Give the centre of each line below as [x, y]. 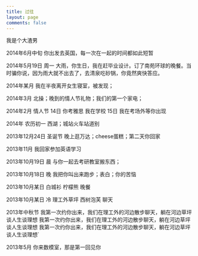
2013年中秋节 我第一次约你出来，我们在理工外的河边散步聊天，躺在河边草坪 [99, 213]
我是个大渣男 [22, 40]
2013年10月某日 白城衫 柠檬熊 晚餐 [49, 187]
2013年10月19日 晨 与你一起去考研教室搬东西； [64, 162]
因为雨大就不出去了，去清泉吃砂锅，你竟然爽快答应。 [97, 73]
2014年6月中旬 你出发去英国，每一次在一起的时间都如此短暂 [80, 53]
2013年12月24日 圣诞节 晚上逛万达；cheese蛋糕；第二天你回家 [83, 136]
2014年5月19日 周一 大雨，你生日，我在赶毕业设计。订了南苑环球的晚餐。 [96, 65]
